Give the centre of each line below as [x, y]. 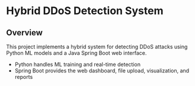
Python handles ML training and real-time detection [78, 64]
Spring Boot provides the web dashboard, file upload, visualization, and [102, 71]
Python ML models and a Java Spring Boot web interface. [76, 53]
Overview [25, 33]
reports [24, 77]
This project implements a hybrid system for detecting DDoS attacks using [97, 47]
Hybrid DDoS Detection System [85, 11]
